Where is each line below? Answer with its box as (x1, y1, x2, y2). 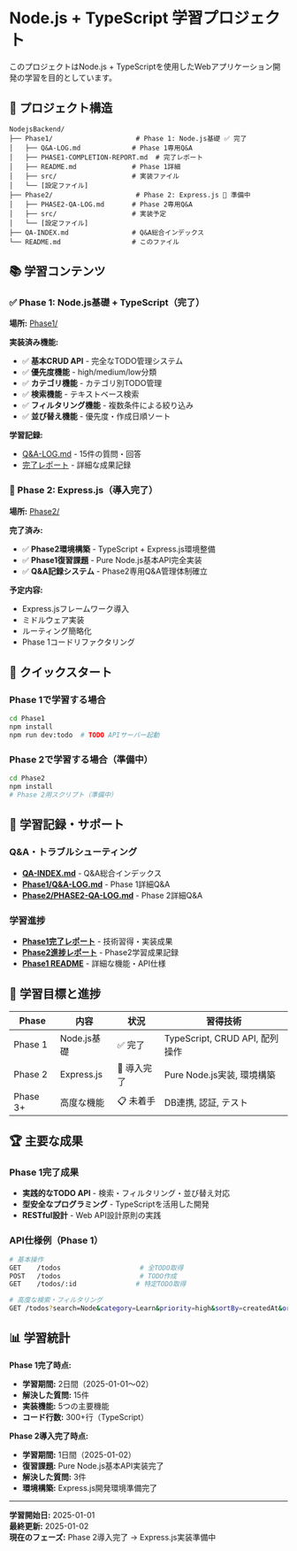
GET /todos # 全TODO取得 (9, 1263, 184, 1272)
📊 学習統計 (9, 1331, 71, 1346)
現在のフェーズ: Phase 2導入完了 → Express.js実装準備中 (9, 1532, 217, 1542)
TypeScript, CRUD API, (164, 1032, 259, 1045)
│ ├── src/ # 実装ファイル (9, 172, 179, 181)
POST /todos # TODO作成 (9, 1271, 177, 1280)
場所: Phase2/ (9, 505, 60, 516)
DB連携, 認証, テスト (164, 1096, 248, 1108)
